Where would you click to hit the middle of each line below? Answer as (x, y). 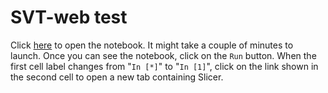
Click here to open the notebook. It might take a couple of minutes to (152, 45)
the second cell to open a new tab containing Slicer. (117, 77)
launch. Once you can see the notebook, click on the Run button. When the (163, 55)
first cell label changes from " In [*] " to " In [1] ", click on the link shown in (164, 66)
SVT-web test (69, 17)
